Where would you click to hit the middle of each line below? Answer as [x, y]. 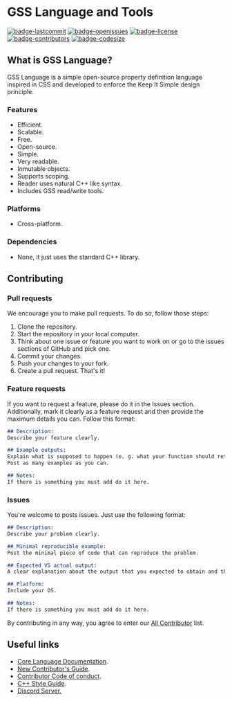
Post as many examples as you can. [58, 463]
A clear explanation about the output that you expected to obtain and [112, 572]
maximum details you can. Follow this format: [71, 419]
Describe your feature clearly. [54, 438]
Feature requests [37, 389]
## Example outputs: [37, 450]
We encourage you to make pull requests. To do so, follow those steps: [108, 313]
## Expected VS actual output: [52, 565]
